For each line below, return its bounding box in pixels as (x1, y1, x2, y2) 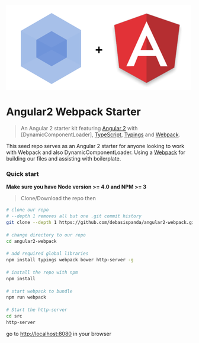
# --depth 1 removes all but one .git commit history (6, 213, 142, 219)
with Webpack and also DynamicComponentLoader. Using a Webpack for (6, 149, 185, 156)
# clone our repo (6, 207, 49, 213)
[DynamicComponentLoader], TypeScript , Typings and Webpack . (20, 131, 181, 138)
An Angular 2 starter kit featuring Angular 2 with (20, 124, 138, 132)
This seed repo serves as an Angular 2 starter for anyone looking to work (6, 142, 185, 149)
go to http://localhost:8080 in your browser (6, 330, 111, 337)
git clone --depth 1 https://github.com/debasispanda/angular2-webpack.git (6, 219, 197, 225)
